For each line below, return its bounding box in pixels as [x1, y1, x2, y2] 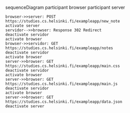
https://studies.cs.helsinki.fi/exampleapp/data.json [5, 99, 123, 104]
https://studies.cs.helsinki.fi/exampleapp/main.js [5, 81, 118, 86]
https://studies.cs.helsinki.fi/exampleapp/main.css [5, 63, 120, 69]
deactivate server [5, 104, 45, 109]
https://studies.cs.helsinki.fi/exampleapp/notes [5, 46, 114, 51]
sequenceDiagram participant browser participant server [5, 5, 125, 10]
